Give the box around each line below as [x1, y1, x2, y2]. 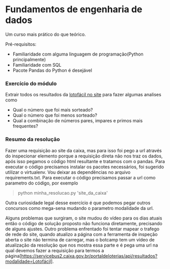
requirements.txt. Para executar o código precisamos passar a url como [5, 174, 156, 180]
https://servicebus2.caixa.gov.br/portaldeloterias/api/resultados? [21, 253, 158, 259]
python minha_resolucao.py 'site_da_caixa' [17, 190, 108, 196]
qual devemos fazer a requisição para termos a [5, 247, 104, 253]
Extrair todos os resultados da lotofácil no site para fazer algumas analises [5, 92, 161, 98]
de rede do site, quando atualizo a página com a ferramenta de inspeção [5, 231, 158, 237]
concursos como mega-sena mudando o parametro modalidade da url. [5, 205, 154, 211]
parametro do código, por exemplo [5, 180, 78, 186]
